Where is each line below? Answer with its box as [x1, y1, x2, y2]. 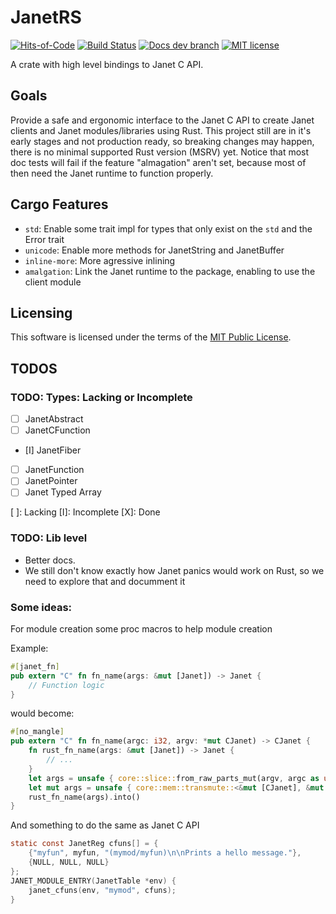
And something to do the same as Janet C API [10, 819, 200, 831]
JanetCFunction [24, 424, 91, 436]
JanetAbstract [24, 413, 84, 425]
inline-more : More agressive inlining [24, 254, 176, 266]
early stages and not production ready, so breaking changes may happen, [10, 135, 315, 147]
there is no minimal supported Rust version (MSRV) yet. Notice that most [10, 146, 310, 158]
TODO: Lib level [10, 531, 88, 545]
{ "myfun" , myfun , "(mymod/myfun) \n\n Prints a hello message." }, [28, 848, 302, 858]
